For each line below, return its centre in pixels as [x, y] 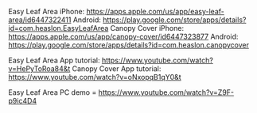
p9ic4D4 [23, 101]
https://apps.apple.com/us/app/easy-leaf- [155, 11]
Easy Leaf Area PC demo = [53, 92]
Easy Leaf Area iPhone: [47, 11]
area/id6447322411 [40, 20]
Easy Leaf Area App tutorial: [54, 60]
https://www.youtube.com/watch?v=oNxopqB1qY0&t [95, 77]
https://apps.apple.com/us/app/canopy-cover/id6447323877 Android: [123, 36]
